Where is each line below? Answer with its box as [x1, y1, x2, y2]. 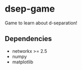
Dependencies [5, 34, 52, 43]
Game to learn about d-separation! [5, 20, 77, 26]
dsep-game [5, 3, 55, 15]
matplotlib [12, 59, 34, 65]
